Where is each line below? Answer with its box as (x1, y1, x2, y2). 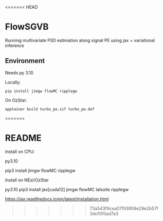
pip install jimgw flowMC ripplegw (5, 88, 77, 93)
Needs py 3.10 (5, 69, 34, 75)
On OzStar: (5, 97, 28, 103)
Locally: (5, 79, 21, 85)
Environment (5, 57, 45, 65)
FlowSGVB (5, 22, 49, 32)
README (5, 132, 42, 143)
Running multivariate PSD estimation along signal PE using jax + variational (5, 37, 155, 43)
